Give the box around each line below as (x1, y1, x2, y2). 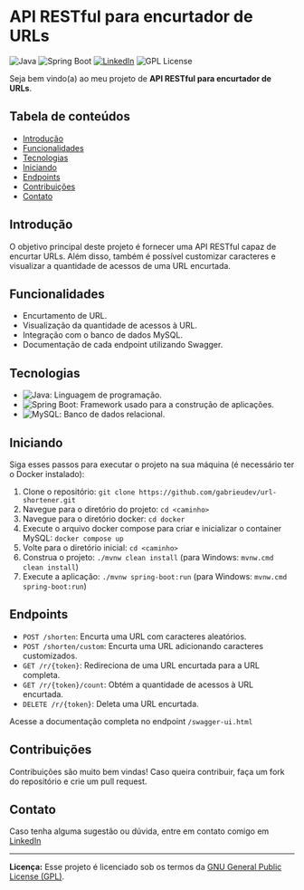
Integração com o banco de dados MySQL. (22, 330, 184, 340)
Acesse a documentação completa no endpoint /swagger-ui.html (9, 715, 253, 726)
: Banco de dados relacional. (58, 409, 166, 420)
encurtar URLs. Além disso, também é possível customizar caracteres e (9, 251, 276, 262)
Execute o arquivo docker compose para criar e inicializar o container (22, 523, 282, 533)
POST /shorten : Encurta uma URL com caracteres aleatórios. (22, 631, 247, 642)
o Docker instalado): (9, 469, 85, 479)
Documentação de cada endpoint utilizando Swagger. (22, 340, 223, 350)
